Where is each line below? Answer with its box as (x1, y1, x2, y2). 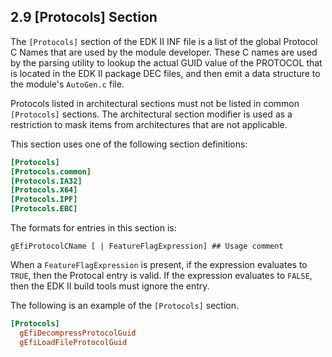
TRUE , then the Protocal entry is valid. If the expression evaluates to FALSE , (10, 270, 313, 282)
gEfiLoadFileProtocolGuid (19, 337, 128, 347)
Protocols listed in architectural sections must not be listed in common (10, 97, 300, 109)
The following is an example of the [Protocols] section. (10, 300, 240, 312)
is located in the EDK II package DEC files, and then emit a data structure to (10, 67, 321, 79)
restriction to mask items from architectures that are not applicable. (10, 118, 288, 130)
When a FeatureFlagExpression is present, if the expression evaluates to (10, 259, 308, 271)
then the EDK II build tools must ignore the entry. (10, 280, 210, 292)
